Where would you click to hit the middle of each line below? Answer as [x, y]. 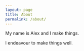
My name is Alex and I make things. [42, 33]
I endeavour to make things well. [39, 43]
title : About [19, 14]
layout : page [19, 10]
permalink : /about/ [26, 19]
